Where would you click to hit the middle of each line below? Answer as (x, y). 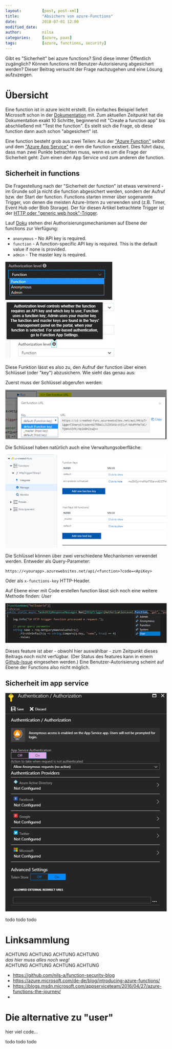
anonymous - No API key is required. (49, 238)
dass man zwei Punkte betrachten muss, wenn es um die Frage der (76, 152)
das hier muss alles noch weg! (38, 959)
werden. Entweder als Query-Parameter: (48, 561)
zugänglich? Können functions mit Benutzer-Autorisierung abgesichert (80, 63)
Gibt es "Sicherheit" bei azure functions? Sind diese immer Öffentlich (78, 58)
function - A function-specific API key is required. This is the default (85, 243)
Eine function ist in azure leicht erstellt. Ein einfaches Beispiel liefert (77, 109)
